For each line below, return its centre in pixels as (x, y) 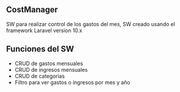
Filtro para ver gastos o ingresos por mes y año (72, 82)
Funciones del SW (40, 49)
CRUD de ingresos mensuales (51, 69)
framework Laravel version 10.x (44, 30)
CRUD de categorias (40, 76)
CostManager (32, 10)
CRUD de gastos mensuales (49, 63)
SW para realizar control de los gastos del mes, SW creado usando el (91, 24)
